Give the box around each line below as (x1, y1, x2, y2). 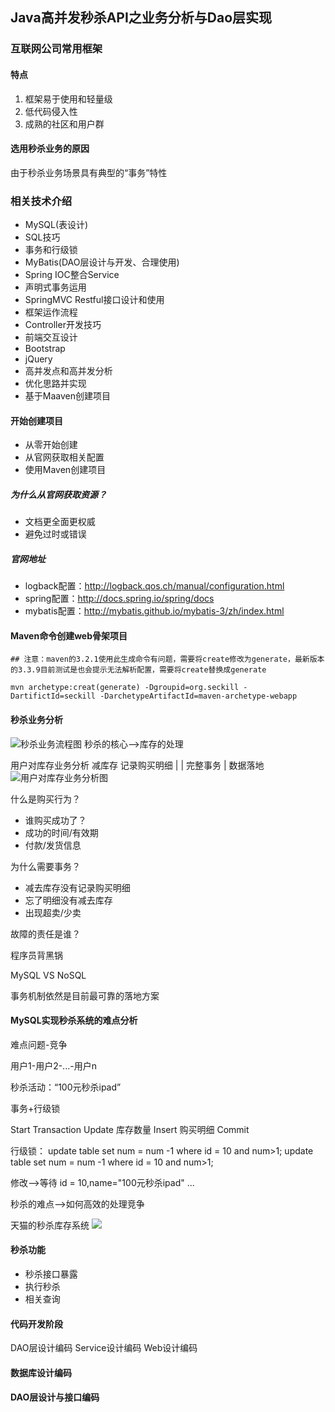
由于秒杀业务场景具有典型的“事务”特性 (10, 166, 168, 178)
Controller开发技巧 (24, 319, 102, 331)
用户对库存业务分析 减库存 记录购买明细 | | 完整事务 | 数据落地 (10, 759, 265, 771)
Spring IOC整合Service (24, 269, 120, 281)
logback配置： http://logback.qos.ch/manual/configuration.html (24, 580, 285, 592)
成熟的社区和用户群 (24, 118, 105, 130)
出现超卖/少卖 (24, 906, 82, 918)
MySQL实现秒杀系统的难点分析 (10, 1014, 138, 1027)
